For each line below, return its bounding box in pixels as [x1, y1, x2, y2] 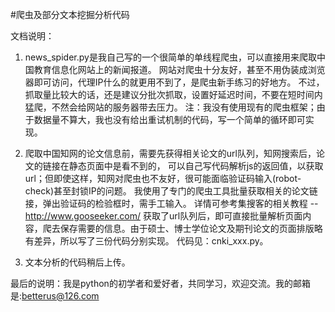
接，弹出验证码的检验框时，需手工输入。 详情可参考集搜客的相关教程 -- [24, 198, 319, 209]
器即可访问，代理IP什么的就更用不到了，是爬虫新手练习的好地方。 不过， [24, 76, 325, 88]
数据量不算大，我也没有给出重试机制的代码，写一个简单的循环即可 [33, 114, 306, 125]
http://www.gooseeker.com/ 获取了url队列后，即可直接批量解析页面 [24, 210, 303, 222]
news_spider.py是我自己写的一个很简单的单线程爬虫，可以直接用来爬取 [24, 51, 317, 63]
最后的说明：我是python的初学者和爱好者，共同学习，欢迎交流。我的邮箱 [10, 278, 311, 289]
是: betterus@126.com [10, 290, 100, 302]
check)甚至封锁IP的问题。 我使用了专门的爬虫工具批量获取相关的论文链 [24, 185, 318, 197]
